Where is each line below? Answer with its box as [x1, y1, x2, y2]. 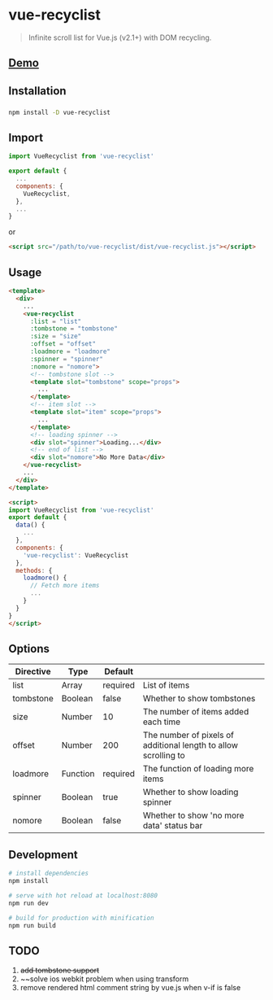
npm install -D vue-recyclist [8, 108, 111, 116]
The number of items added [142, 706, 249, 718]
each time [142, 716, 181, 727]
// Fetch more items [29, 582, 100, 590]
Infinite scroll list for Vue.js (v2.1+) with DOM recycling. [28, 33, 212, 42]
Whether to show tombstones [142, 693, 256, 705]
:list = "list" [29, 317, 82, 325]
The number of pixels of [142, 730, 234, 741]
